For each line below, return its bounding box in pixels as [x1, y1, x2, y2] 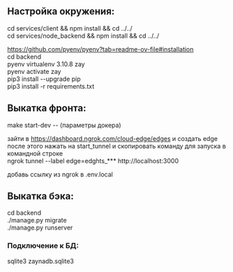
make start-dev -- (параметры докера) [7, 121, 121, 129]
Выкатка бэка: [7, 190, 75, 202]
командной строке [7, 149, 63, 158]
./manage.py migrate [7, 216, 68, 225]
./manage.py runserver [7, 223, 73, 232]
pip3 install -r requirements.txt [7, 82, 95, 90]
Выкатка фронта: [7, 103, 87, 114]
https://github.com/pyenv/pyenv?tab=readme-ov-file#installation [7, 45, 194, 53]
